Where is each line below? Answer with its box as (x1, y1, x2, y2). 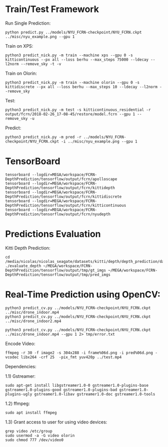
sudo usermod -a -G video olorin (5, 433, 75, 438)
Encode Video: (5, 340, 35, 347)
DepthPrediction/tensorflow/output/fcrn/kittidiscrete (5, 194, 122, 199)
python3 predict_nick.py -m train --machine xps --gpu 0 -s (5, 53, 133, 58)
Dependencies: (5, 363, 36, 369)
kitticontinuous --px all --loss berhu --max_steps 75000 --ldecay (5, 57, 149, 62)
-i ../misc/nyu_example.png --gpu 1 (60, 139, 137, 144)
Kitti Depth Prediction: (5, 245, 50, 251)
